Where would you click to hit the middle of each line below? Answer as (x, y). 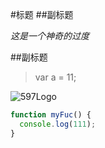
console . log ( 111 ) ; (58, 124)
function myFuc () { (51, 115)
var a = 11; (55, 77)
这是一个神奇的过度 (50, 36)
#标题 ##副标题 (42, 14)
